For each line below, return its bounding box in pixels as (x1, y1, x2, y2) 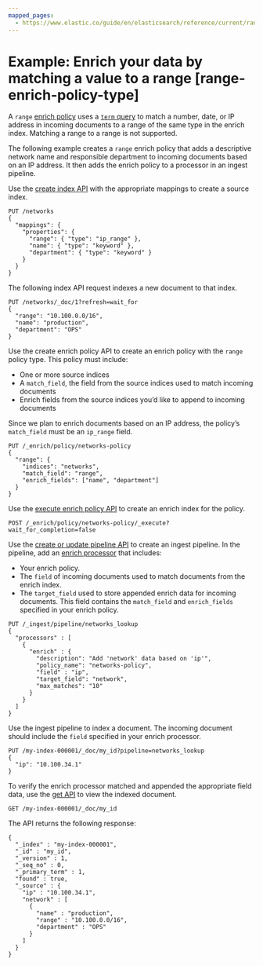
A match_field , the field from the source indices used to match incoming (19, 379, 254, 388)
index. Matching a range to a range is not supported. (8, 129, 178, 138)
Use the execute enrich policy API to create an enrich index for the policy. (8, 504, 245, 514)
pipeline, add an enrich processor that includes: (8, 548, 162, 558)
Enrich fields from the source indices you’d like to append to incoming (19, 395, 245, 404)
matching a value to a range (8, 69, 192, 87)
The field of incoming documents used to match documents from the (19, 572, 246, 581)
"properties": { (22, 229, 76, 236)
